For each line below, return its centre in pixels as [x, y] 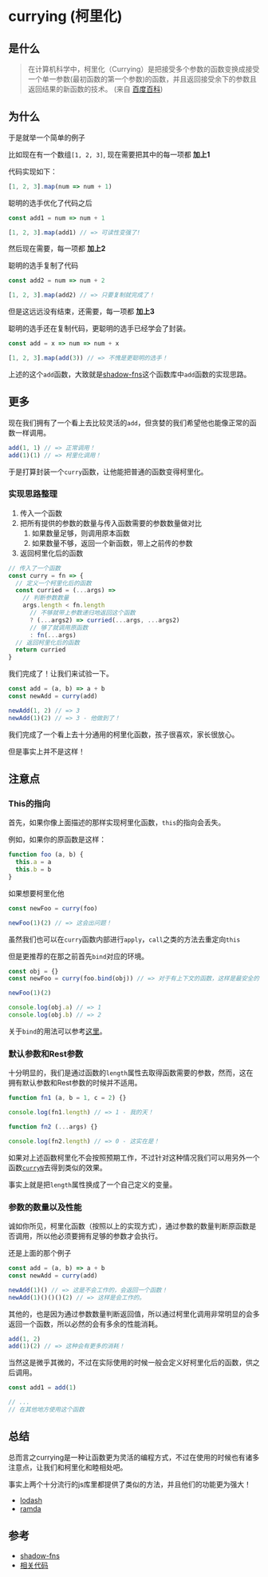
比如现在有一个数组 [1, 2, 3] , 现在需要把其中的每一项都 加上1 [109, 154]
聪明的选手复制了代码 [43, 265]
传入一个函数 [41, 513]
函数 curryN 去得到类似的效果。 [57, 1167]
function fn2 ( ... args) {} [53, 1127]
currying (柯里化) [65, 16]
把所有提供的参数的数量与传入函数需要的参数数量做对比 [110, 523]
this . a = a [33, 862]
